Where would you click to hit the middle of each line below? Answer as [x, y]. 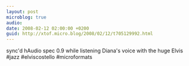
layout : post [22, 12]
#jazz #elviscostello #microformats [49, 57]
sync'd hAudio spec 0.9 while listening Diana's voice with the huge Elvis [95, 51]
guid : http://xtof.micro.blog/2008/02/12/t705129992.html [80, 34]
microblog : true [26, 17]
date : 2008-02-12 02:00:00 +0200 [48, 28]
